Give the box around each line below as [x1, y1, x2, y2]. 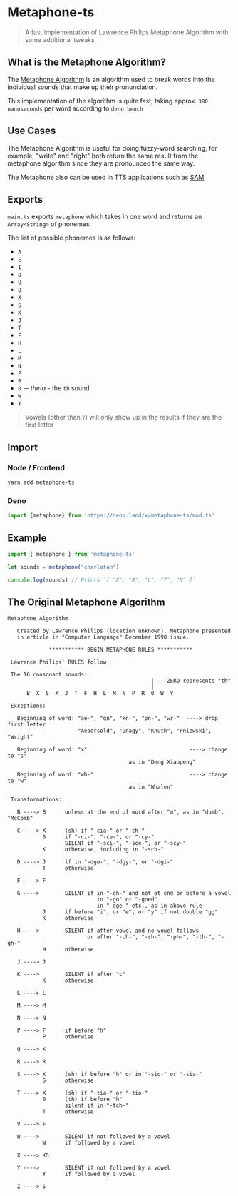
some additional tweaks [24, 35, 95, 44]
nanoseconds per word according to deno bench [7, 104, 144, 113]
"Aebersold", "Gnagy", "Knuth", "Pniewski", [77, 727, 212, 735]
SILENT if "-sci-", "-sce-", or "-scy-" [64, 840, 187, 847]
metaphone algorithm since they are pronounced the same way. [7, 158, 195, 168]
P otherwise [42, 1033, 94, 1040]
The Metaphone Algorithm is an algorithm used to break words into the [7, 75, 215, 83]
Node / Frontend [7, 462, 66, 472]
